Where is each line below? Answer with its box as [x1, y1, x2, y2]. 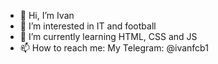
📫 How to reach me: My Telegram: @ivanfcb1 [19, 42, 209, 54]
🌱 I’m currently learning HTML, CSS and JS [19, 31, 198, 42]
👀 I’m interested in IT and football [19, 20, 157, 32]
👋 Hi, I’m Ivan [19, 10, 75, 21]
